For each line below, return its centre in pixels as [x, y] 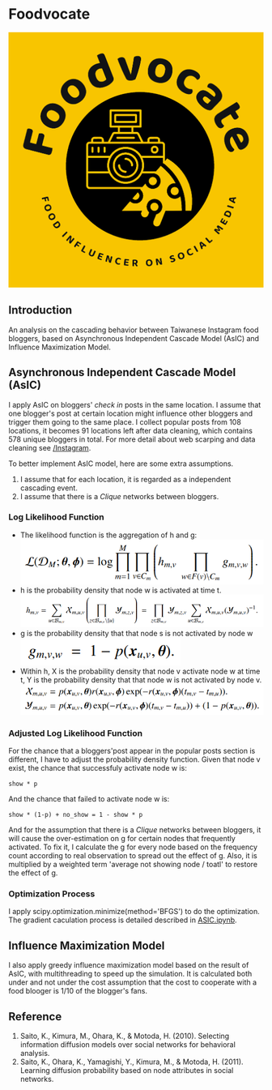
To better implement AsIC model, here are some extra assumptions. [121, 464]
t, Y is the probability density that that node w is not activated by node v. [141, 680]
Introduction [40, 310]
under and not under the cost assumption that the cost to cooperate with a [133, 982]
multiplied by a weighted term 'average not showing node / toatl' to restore [133, 865]
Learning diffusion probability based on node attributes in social [127, 1071]
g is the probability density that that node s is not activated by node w [136, 633]
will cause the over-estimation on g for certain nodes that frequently [122, 839]
